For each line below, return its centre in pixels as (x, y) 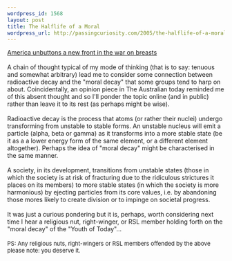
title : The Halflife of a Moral (54, 26)
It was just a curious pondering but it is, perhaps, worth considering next (110, 215)
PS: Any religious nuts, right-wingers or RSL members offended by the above (109, 244)
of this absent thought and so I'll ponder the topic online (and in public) (108, 97)
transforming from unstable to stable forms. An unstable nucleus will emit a (114, 126)
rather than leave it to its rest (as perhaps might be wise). (88, 104)
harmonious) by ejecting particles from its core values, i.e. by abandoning (112, 192)
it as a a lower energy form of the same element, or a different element (108, 141)
